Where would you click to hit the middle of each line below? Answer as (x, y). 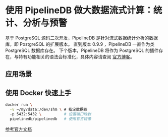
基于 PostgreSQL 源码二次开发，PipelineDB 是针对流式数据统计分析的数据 (81, 38)
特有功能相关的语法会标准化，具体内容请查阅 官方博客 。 (76, 56)
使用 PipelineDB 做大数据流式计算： (79, 10)
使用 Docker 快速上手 (38, 93)
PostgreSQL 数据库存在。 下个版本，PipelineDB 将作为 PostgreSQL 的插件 (82, 50)
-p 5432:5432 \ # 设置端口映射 (50, 114)
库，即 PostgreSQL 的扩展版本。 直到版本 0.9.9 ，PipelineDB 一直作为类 (80, 44)
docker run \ (19, 105)
